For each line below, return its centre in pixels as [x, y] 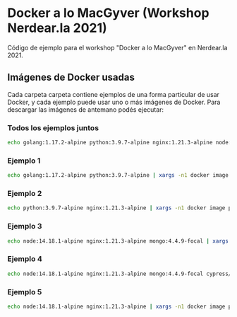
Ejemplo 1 [24, 161]
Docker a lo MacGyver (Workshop [108, 13]
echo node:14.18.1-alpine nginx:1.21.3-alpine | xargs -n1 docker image [116, 306]
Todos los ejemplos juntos [53, 127]
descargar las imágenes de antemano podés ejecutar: [86, 109]
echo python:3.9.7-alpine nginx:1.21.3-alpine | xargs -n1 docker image [116, 208]
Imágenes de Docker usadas [71, 77]
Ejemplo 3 [25, 226]
